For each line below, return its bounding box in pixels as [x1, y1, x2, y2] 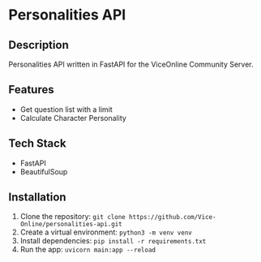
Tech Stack [8, 136, 66, 151]
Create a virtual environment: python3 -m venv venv [19, 227, 192, 237]
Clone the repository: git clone [19, 212, 126, 221]
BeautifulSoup [19, 166, 68, 176]
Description [8, 38, 69, 52]
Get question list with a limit [19, 104, 113, 114]
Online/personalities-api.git [19, 221, 123, 229]
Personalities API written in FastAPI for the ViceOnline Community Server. [8, 59, 254, 69]
